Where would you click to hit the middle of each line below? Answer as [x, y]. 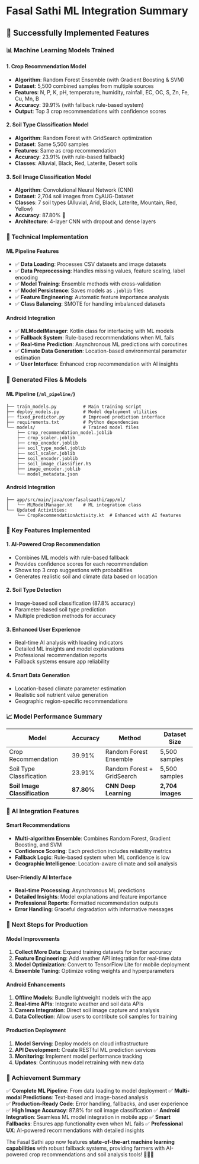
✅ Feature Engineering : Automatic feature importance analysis [92, 297]
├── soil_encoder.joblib [47, 458]
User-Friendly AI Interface [39, 877]
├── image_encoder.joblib [49, 469]
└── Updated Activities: [37, 510]
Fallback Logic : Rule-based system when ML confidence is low [92, 857]
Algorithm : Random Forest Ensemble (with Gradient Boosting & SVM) [99, 80]
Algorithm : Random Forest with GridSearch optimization [83, 138]
